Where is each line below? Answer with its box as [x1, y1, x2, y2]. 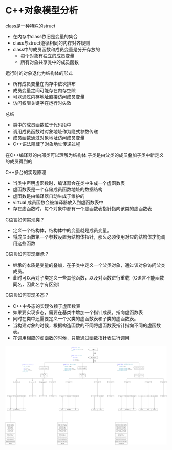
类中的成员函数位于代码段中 [12, 121, 72, 128]
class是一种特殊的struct [5, 23, 56, 29]
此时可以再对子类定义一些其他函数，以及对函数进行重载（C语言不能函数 [12, 274, 165, 281]
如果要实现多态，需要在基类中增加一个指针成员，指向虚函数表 [12, 309, 143, 315]
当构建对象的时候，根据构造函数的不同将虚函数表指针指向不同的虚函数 [12, 322, 161, 328]
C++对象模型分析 [5, 5, 78, 16]
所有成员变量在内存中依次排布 [12, 80, 76, 87]
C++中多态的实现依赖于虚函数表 [12, 303, 81, 309]
